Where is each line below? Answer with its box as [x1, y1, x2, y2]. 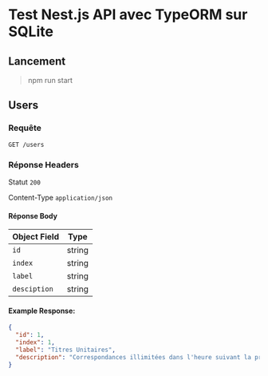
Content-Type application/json [8, 192, 113, 202]
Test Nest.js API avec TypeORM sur [8, 6, 248, 24]
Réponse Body [8, 211, 58, 220]
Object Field [12, 232, 60, 243]
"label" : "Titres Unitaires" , [15, 346, 116, 354]
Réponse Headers [8, 159, 80, 170]
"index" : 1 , [15, 338, 56, 346]
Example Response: [8, 306, 76, 315]
